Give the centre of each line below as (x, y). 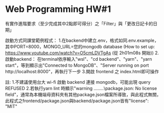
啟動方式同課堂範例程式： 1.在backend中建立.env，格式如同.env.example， (82, 40)
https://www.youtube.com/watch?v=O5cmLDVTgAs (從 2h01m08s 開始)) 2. (82, 53)
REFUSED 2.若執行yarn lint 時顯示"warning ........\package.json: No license (81, 88)
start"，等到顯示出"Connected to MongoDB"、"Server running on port (77, 65)
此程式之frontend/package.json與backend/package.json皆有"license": (77, 101)
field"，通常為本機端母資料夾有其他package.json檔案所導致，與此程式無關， (83, 94)
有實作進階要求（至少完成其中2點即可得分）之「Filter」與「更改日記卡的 (79, 23)
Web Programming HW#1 (58, 9)
